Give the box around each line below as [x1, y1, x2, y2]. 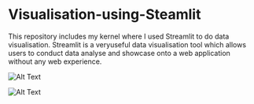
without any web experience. [8, 57, 102, 66]
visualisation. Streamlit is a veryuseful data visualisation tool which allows [8, 39, 246, 49]
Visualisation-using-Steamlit [8, 6, 201, 24]
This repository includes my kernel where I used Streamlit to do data [8, 32, 230, 41]
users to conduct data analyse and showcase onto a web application [8, 48, 230, 58]
